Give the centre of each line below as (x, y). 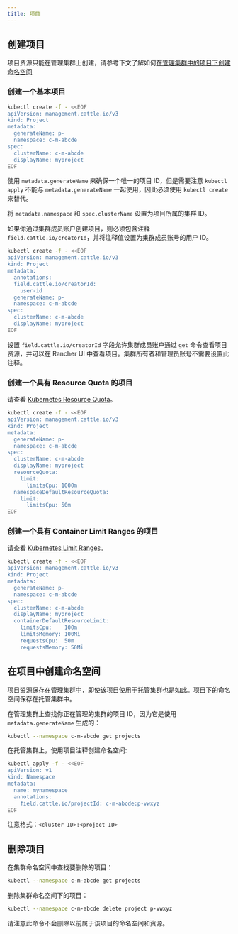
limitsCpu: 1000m (52, 485)
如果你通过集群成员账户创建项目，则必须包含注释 (79, 229)
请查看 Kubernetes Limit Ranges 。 (57, 548)
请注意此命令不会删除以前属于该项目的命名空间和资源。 (88, 923)
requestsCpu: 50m (47, 641)
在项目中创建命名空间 (54, 671)
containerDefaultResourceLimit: (62, 621)
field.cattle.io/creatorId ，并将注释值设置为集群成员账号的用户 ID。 (110, 238)
